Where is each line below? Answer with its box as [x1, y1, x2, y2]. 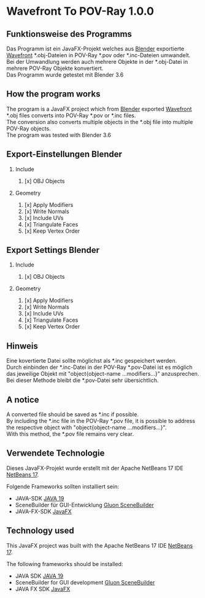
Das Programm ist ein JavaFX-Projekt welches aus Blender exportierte [6, 45, 185, 52]
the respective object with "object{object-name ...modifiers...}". [6, 424, 167, 431]
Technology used [6, 526, 75, 536]
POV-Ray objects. [6, 125, 51, 132]
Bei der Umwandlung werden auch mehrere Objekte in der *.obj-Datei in [6, 58, 188, 65]
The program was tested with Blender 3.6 [6, 131, 112, 139]
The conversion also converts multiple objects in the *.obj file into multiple [6, 118, 193, 125]
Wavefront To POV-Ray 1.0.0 [6, 4, 155, 18]
